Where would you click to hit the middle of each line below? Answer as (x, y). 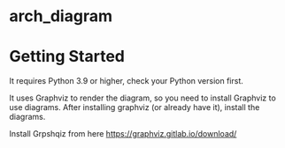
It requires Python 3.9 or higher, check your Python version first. (126, 81)
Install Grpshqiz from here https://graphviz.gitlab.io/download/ (123, 134)
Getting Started (67, 57)
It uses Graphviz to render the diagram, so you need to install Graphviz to (142, 98)
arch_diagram (61, 16)
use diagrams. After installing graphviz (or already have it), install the (135, 107)
